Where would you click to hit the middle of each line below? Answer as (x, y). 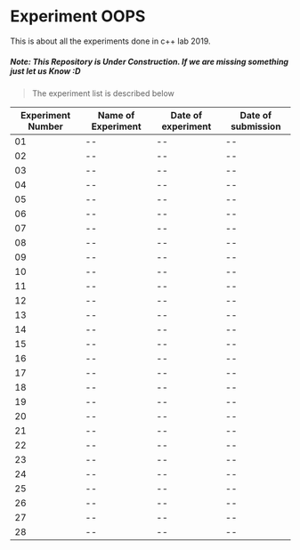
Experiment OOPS (78, 16)
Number (45, 126)
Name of (116, 115)
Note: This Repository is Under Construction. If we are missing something (149, 61)
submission (256, 126)
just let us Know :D (45, 71)
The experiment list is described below (103, 93)
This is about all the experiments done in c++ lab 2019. (110, 41)
